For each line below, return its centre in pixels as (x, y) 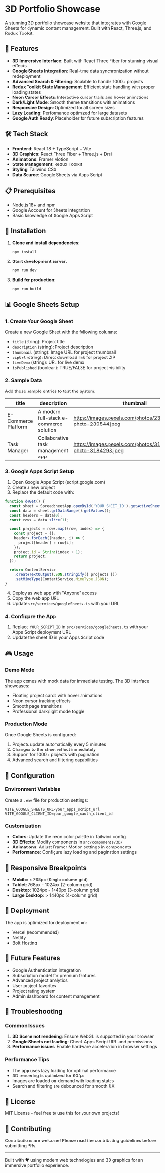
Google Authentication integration (46, 970)
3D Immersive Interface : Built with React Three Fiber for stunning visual (85, 61)
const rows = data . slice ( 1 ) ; (39, 520)
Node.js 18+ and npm (34, 205)
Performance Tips (27, 1060)
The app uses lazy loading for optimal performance (64, 1070)
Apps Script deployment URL (41, 632)
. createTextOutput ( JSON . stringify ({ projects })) (66, 575)
